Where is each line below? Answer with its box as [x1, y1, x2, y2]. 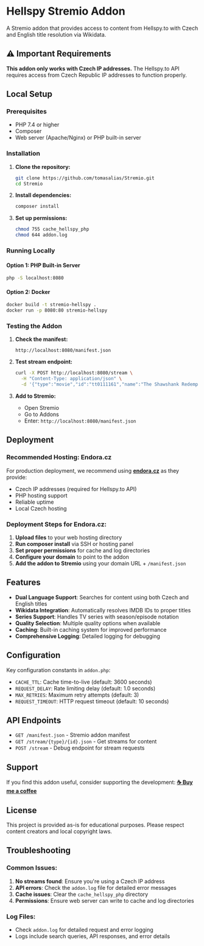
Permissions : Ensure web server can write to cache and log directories [15, 897, 194, 904]
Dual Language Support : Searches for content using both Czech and [15, 593, 189, 601]
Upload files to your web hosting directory [15, 534, 122, 541]
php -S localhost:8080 [6, 275, 64, 281]
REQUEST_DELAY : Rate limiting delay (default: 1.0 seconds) [15, 684, 156, 692]
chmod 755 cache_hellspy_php [15, 226, 90, 232]
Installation [6, 149, 41, 158]
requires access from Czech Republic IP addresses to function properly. [6, 71, 187, 79]
